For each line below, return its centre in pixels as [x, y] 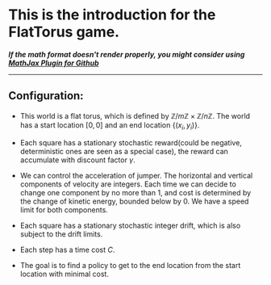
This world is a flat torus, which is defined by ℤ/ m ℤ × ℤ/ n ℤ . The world [135, 115]
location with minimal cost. [64, 274]
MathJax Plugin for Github [54, 63]
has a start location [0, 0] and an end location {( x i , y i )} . [110, 126]
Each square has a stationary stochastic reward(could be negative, [131, 142]
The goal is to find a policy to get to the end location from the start [130, 265]
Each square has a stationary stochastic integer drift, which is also [130, 225]
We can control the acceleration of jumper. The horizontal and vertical [136, 175]
